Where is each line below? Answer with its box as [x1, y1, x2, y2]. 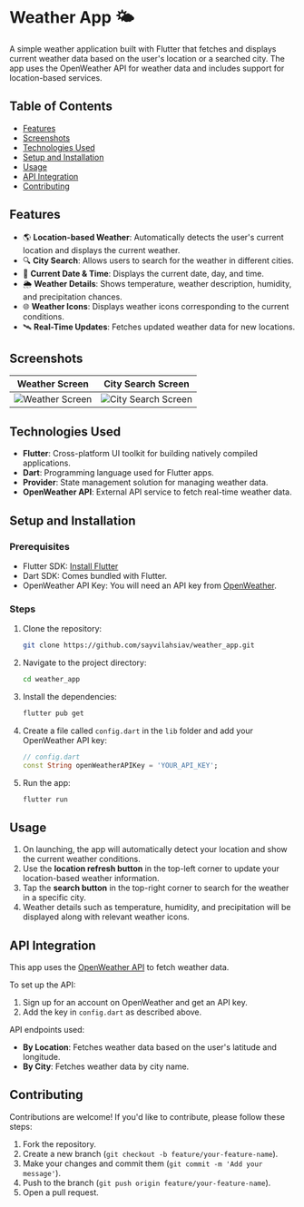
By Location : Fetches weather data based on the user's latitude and [22, 1042, 277, 1053]
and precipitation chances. [22, 291, 123, 302]
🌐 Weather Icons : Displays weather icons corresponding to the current [22, 300, 289, 311]
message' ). [22, 1167, 62, 1178]
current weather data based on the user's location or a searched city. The [9, 53, 286, 64]
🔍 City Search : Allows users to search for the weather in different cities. [22, 255, 294, 266]
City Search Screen [103, 378, 190, 390]
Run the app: [22, 777, 71, 788]
